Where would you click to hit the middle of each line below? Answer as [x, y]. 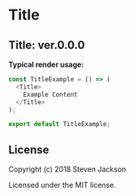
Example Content [51, 94]
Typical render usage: [46, 64]
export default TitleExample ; [60, 124]
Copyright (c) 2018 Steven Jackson [67, 169]
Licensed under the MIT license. [62, 185]
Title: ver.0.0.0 [47, 45]
